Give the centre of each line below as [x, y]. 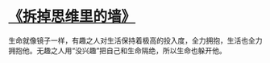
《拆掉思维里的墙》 [72, 17]
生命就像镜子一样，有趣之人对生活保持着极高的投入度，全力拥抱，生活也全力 [135, 40]
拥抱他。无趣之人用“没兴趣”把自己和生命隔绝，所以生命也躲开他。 [118, 50]
